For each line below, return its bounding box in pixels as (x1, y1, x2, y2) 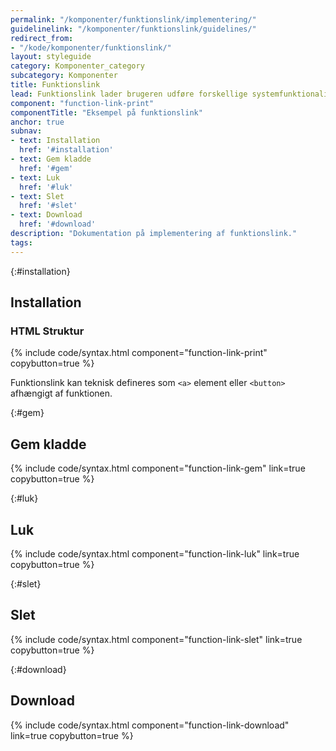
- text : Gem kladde (10, 154, 92, 164)
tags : (10, 237, 33, 248)
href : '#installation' (19, 145, 114, 155)
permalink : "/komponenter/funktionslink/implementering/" (10, 14, 257, 25)
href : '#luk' (19, 182, 74, 192)
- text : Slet (10, 191, 65, 201)
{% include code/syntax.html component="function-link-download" (10, 719, 290, 731)
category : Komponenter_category (10, 61, 145, 71)
